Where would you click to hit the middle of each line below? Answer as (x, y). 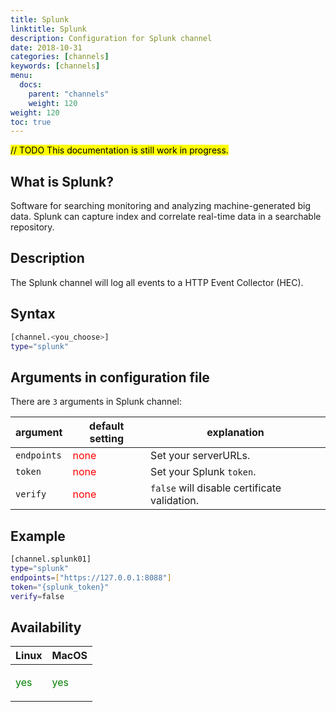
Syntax (33, 314)
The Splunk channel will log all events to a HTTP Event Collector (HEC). (157, 282)
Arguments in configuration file (110, 377)
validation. (174, 501)
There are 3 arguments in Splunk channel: (96, 402)
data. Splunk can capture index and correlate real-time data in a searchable (166, 217)
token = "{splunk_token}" (60, 587)
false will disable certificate (216, 488)
